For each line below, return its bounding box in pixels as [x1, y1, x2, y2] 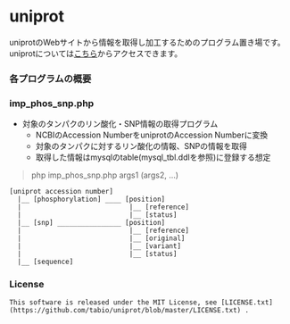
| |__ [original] [17, 234, 186, 243]
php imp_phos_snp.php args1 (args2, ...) [30, 170, 179, 180]
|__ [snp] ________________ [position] [17, 219, 166, 228]
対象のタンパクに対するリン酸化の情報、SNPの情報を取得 [35, 141, 248, 152]
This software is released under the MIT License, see [9, 298, 218, 307]
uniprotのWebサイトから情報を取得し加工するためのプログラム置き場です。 [9, 37, 286, 47]
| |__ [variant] [17, 242, 181, 251]
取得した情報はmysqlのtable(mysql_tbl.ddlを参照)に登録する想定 [35, 152, 271, 162]
